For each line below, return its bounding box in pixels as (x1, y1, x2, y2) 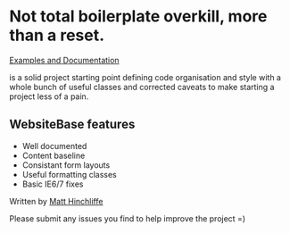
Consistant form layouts (21, 159, 111, 171)
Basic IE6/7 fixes (21, 179, 84, 189)
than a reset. (9, 25, 105, 46)
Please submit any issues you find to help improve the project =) (9, 212, 246, 224)
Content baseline (21, 150, 86, 161)
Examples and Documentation (9, 54, 120, 65)
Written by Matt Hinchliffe (9, 196, 104, 206)
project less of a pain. (9, 91, 89, 102)
